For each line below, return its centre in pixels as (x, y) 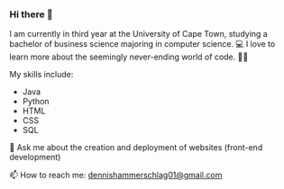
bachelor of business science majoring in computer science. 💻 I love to (142, 44)
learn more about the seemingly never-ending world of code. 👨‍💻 (129, 57)
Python (36, 102)
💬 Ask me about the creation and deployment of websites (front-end (136, 148)
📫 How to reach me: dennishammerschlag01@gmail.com (116, 175)
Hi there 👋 (32, 14)
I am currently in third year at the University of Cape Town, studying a (138, 34)
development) (35, 157)
